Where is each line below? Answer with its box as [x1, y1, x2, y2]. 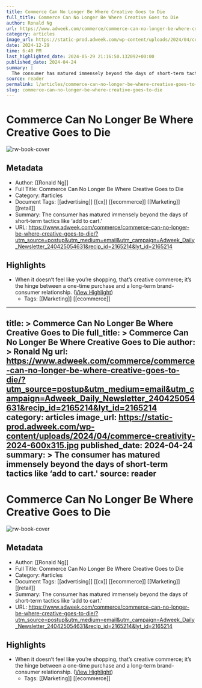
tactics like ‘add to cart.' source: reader [6, 468, 157, 478]
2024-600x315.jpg [6, 440, 79, 451]
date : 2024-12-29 [6, 43, 50, 49]
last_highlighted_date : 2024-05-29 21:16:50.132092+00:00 [6, 53, 155, 59]
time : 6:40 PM [6, 48, 42, 54]
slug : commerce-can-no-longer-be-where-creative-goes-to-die [6, 87, 163, 93]
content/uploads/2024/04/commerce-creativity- [6, 431, 195, 441]
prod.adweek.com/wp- [6, 421, 95, 431]
